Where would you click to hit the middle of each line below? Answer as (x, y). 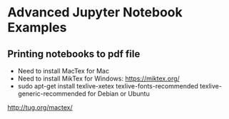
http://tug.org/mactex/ (40, 107)
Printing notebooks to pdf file (74, 54)
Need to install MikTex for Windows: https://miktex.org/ (98, 78)
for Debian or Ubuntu (119, 94)
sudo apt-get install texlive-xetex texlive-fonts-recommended (108, 86)
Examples (37, 27)
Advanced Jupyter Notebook (95, 12)
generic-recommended (52, 94)
